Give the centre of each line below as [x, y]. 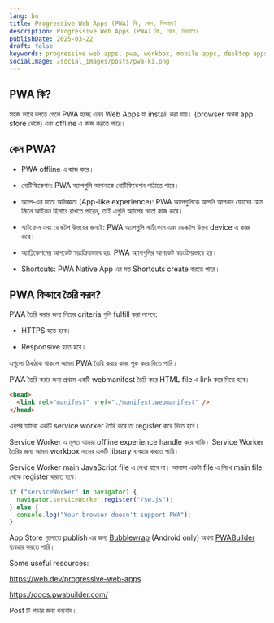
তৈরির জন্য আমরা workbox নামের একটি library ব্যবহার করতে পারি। [94, 451]
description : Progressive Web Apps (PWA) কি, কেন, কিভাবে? [104, 31]
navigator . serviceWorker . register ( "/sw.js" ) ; [95, 499]
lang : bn [24, 16]
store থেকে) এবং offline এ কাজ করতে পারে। [67, 123]
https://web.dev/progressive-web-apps [75, 579]
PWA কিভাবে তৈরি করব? [55, 294]
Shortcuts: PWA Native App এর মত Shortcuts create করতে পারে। [120, 269]
